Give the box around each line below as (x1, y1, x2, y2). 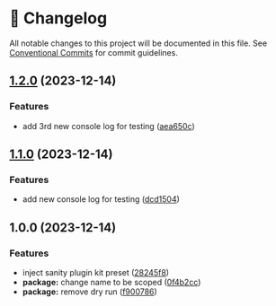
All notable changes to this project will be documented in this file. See (9, 38, 268, 48)
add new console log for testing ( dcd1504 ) (22, 194, 180, 205)
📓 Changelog (9, 8, 108, 29)
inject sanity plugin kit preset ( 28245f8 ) (22, 267, 169, 277)
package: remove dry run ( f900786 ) (22, 286, 157, 297)
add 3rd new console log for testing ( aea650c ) (22, 120, 195, 131)
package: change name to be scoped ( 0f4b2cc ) (22, 277, 201, 287)
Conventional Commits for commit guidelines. (9, 47, 178, 57)
